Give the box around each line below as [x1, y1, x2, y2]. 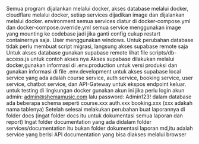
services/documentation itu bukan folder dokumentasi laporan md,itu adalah [6, 124, 193, 132]
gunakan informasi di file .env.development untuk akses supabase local [6, 68, 181, 75]
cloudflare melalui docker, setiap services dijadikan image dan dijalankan [6, 11, 185, 18]
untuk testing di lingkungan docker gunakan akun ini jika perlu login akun [6, 87, 185, 94]
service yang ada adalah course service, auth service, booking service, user [6, 74, 193, 81]
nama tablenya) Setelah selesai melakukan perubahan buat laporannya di [6, 106, 185, 113]
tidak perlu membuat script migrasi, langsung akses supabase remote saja [6, 43, 188, 50]
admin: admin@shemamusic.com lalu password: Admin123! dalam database [6, 93, 192, 100]
